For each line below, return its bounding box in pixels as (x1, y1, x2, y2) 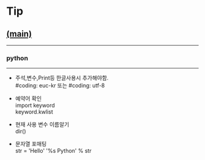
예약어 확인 (15, 95, 42, 102)
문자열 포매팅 (15, 140, 47, 148)
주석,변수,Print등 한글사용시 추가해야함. (15, 75, 109, 82)
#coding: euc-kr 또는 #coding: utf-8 (15, 82, 105, 89)
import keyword (15, 102, 55, 109)
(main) (6, 29, 32, 39)
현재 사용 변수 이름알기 (15, 121, 70, 128)
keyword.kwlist (15, 108, 54, 115)
